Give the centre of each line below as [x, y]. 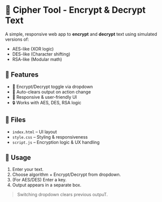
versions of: [17, 39]
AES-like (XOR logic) [33, 49]
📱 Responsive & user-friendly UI [44, 97]
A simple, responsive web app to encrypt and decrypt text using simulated [81, 34]
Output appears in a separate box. [47, 185]
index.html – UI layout [35, 132]
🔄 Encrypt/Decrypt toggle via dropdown [53, 87]
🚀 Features [22, 75]
